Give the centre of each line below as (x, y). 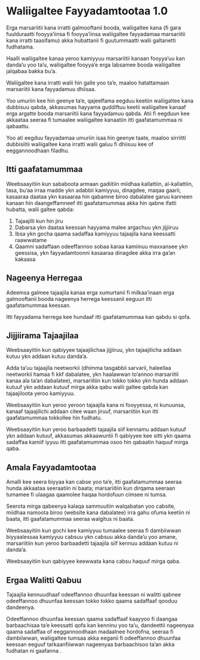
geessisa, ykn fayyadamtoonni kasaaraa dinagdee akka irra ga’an (95, 252)
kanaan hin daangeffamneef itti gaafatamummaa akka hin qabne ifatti (91, 203)
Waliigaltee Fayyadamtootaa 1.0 (87, 11)
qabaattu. (18, 126)
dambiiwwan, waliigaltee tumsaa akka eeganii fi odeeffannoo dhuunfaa (93, 638)
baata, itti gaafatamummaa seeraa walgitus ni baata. (70, 519)
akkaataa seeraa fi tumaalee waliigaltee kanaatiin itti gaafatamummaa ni (95, 120)
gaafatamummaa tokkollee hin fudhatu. (54, 418)
